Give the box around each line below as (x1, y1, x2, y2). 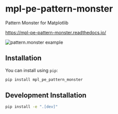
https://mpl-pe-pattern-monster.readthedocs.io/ (5, 29, 106, 35)
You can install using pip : (5, 67, 58, 73)
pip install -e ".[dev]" (5, 104, 58, 109)
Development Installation (5, 91, 86, 100)
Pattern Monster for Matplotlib (5, 20, 69, 26)
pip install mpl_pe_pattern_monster (5, 77, 83, 82)
